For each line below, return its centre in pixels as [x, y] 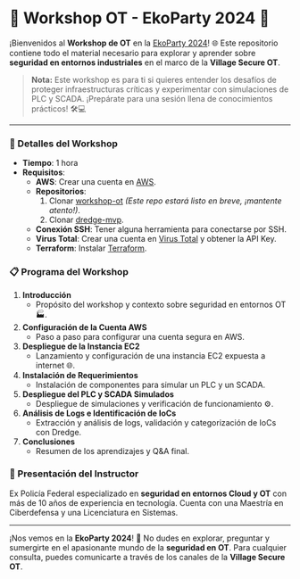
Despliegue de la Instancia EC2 [81, 346]
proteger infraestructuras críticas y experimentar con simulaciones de [160, 89]
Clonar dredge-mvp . [86, 220]
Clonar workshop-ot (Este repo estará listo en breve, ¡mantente [165, 201]
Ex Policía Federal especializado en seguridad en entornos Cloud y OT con [148, 493]
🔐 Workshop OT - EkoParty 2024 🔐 [140, 18]
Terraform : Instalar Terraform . [91, 248]
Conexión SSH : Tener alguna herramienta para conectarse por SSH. [161, 229]
